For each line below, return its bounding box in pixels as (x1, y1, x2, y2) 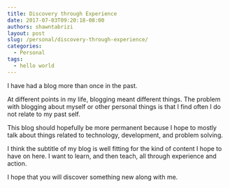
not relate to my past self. (7, 110, 80, 118)
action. (7, 159, 27, 168)
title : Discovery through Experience (7, 10, 117, 17)
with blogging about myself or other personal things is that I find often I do (7, 102, 222, 110)
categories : (7, 43, 42, 50)
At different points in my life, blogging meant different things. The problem (7, 95, 221, 103)
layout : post (7, 29, 45, 37)
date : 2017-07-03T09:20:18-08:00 (7, 17, 105, 24)
